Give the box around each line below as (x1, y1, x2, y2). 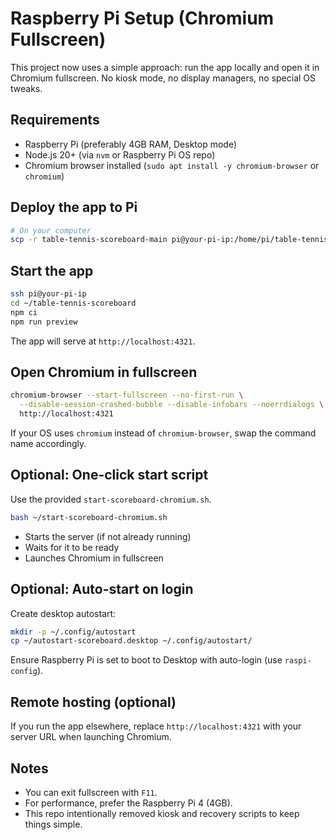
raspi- (284, 656, 312, 666)
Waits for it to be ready (24, 541, 120, 553)
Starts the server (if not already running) (24, 530, 192, 542)
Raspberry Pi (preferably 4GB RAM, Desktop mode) (24, 138, 238, 150)
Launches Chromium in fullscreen (24, 552, 164, 564)
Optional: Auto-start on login (10, 581, 194, 598)
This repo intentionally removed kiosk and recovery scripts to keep (24, 807, 300, 819)
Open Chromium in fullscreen (10, 364, 198, 381)
